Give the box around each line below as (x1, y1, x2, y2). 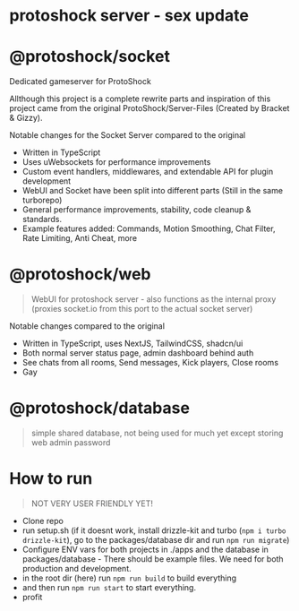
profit (21, 591, 43, 602)
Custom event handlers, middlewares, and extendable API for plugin (21, 167, 274, 177)
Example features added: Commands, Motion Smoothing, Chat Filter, (21, 223, 276, 234)
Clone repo (21, 515, 64, 526)
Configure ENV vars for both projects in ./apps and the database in (21, 544, 269, 555)
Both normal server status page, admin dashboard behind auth (21, 348, 254, 358)
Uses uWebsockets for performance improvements (21, 157, 211, 168)
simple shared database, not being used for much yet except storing (30, 427, 284, 438)
